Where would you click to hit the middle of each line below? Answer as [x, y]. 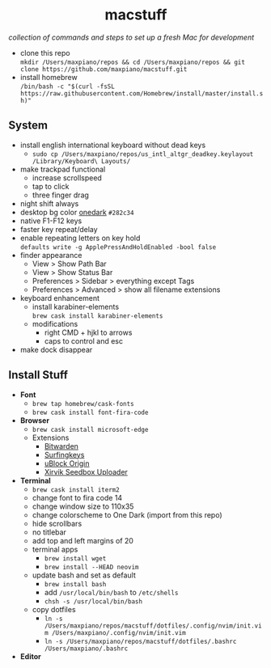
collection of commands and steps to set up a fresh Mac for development [131, 37]
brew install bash [75, 584]
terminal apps [55, 549]
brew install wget [75, 558]
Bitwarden [61, 446]
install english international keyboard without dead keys [113, 145]
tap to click [51, 186]
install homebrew [49, 77]
